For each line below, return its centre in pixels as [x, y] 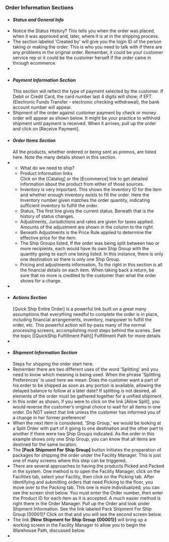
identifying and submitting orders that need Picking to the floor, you [83, 482]
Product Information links [46, 173]
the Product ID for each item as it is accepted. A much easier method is [87, 498]
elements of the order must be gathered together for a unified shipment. [88, 396]
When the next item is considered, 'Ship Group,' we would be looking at [87, 423]
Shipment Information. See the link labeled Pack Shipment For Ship [82, 509]
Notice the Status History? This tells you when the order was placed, [84, 31]
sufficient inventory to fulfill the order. [59, 205]
